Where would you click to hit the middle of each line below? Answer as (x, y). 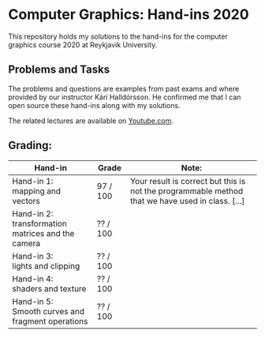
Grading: (30, 146)
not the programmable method (187, 191)
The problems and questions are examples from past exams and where (124, 88)
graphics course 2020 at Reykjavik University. (83, 44)
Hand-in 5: (33, 301)
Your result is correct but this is (188, 181)
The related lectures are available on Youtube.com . (91, 121)
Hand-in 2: (33, 213)
